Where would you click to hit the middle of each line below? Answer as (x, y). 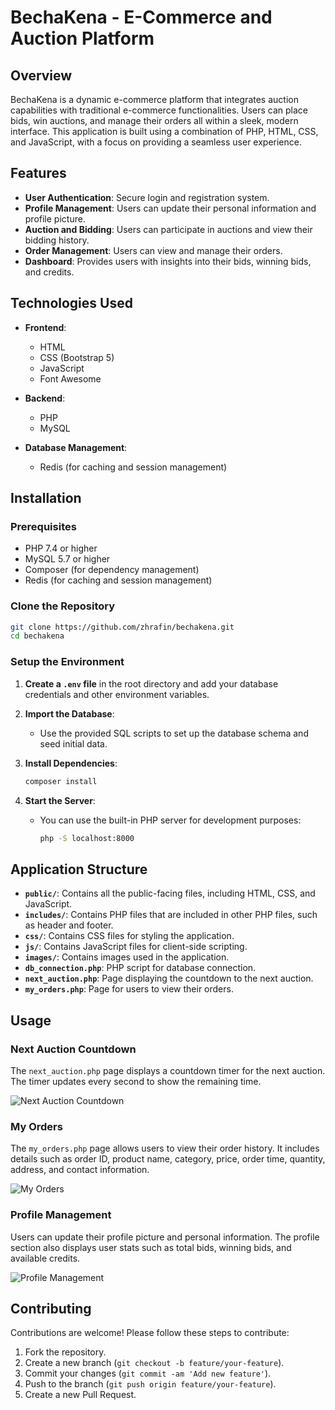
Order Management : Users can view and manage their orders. (153, 250)
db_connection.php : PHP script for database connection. (140, 968)
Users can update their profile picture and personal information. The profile (165, 1237)
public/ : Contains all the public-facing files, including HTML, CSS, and (170, 893)
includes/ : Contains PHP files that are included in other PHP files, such (171, 915)
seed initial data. (73, 743)
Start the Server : (60, 800)
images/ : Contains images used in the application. (127, 957)
